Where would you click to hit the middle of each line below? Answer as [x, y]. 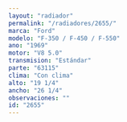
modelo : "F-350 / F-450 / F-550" [64, 38]
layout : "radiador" [41, 16]
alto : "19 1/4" [34, 83]
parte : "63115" [34, 68]
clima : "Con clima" [41, 75]
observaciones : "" [39, 98]
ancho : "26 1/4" [35, 90]
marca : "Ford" [32, 31]
